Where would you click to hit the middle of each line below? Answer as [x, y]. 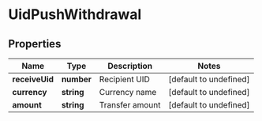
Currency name [128, 92]
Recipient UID [124, 79]
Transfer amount [130, 105]
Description [130, 66]
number [77, 79]
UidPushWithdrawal [75, 15]
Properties [35, 44]
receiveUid [33, 79]
